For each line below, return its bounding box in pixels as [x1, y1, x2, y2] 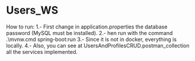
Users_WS [6, 4, 58, 17]
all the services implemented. [6, 48, 78, 55]
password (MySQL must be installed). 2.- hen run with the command [6, 29, 173, 36]
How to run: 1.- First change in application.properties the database [6, 23, 168, 30]
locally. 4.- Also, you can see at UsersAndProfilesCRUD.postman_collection [6, 42, 190, 49]
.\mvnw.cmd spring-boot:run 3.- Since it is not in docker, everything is [6, 36, 177, 43]
